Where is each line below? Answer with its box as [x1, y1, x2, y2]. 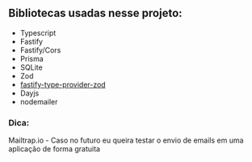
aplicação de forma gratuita [8, 144, 101, 154]
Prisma [19, 53, 44, 63]
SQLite [19, 62, 43, 72]
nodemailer [19, 96, 58, 106]
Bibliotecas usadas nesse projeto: [8, 6, 183, 20]
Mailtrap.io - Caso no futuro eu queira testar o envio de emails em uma [8, 135, 244, 145]
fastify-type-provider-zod [19, 79, 107, 89]
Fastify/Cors [19, 45, 61, 55]
